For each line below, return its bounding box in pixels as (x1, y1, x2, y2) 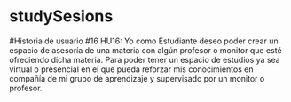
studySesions (9, 6, 114, 27)
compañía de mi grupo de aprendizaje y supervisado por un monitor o (9, 73, 265, 83)
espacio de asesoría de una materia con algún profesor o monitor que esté (9, 44, 282, 55)
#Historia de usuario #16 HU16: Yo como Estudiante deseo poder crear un (9, 35, 279, 46)
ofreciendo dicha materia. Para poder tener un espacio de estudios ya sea (9, 54, 281, 65)
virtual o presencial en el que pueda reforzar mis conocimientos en (9, 64, 255, 75)
